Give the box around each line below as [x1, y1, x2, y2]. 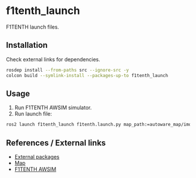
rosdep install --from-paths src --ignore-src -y [6, 67, 129, 73]
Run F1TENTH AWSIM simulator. [14, 104, 92, 111]
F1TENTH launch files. [6, 23, 60, 30]
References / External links [6, 138, 106, 148]
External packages [14, 153, 60, 160]
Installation [6, 40, 48, 50]
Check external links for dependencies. [6, 55, 100, 62]
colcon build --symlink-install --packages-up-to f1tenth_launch [6, 72, 168, 78]
